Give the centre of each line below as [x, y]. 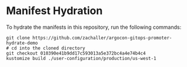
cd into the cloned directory [48, 48]
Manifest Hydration [54, 11]
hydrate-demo [22, 43]
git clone [18, 38]
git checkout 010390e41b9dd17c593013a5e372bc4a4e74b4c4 [76, 53]
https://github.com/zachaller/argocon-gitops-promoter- [102, 38]
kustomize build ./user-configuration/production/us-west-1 [81, 58]
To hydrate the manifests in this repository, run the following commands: [94, 27]
